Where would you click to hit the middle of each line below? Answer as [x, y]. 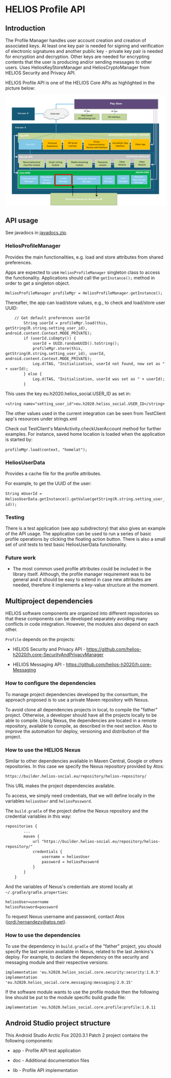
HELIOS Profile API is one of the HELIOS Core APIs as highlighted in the [80, 83]
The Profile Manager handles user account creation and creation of [76, 40]
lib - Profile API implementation [45, 1070]
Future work [21, 558]
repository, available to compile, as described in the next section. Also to [81, 726]
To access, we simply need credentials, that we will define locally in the [80, 795]
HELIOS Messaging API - [39, 665]
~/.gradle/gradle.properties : [37, 892]
